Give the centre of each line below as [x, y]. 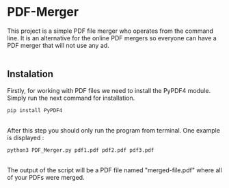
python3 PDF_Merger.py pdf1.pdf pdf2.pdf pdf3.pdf [81, 150]
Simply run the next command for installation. [71, 98]
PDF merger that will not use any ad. [58, 45]
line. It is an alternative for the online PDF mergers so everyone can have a [112, 38]
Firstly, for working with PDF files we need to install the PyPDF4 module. [109, 90]
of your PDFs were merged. [46, 177]
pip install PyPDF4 [35, 110]
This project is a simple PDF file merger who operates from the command [110, 31]
